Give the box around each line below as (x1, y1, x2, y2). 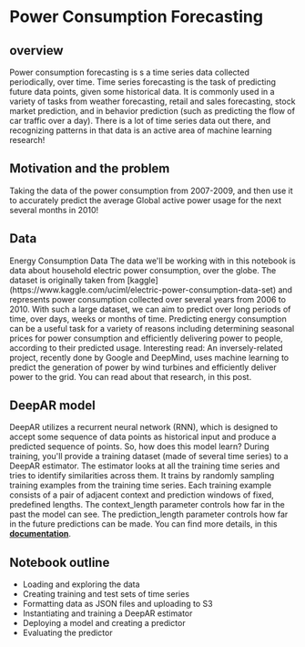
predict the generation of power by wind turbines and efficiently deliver (9, 362, 277, 373)
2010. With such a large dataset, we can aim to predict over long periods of (9, 303, 291, 314)
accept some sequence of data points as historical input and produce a (9, 431, 277, 443)
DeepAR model (9, 398, 96, 414)
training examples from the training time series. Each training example (9, 480, 271, 491)
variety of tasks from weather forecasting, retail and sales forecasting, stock (9, 96, 296, 107)
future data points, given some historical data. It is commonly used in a (9, 87, 275, 97)
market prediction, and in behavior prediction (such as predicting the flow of (9, 106, 296, 116)
